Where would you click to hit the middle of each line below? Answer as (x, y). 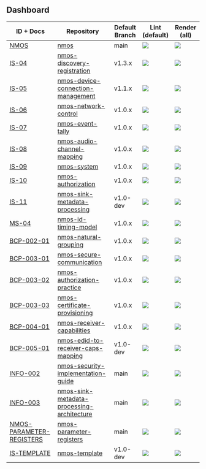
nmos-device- (79, 80)
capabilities (74, 330)
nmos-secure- (79, 254)
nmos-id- (72, 219)
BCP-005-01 (30, 348)
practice (69, 288)
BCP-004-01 (30, 326)
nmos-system (78, 166)
